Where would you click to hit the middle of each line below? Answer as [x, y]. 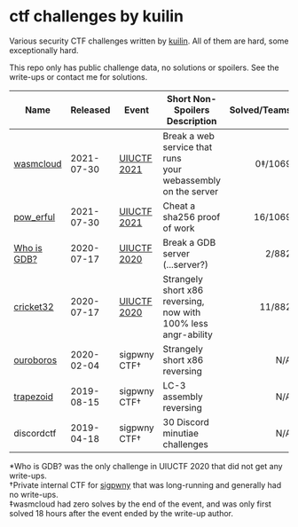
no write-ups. [34, 494]
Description [192, 121]
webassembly [192, 180]
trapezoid [33, 397]
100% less [185, 323]
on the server [191, 191]
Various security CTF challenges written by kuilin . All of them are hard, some [149, 41]
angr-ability [188, 334]
